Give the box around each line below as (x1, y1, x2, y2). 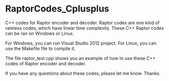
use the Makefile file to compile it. (5, 45, 76, 51)
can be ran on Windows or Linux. (5, 30, 74, 36)
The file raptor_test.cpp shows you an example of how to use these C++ (5, 55, 156, 61)
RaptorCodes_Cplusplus (5, 3, 110, 15)
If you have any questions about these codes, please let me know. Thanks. (5, 70, 161, 76)
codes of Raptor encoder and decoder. (5, 60, 87, 66)
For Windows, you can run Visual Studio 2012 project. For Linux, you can (5, 40, 157, 46)
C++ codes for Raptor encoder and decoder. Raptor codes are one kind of (5, 20, 160, 26)
